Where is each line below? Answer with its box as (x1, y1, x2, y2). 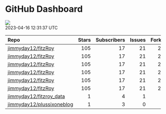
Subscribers (95, 36, 125, 43)
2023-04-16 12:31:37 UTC (5, 25, 58, 31)
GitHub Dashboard (5, 3, 83, 15)
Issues (130, 36, 146, 43)
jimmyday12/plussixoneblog (7, 101, 74, 108)
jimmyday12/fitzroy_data (7, 93, 65, 100)
